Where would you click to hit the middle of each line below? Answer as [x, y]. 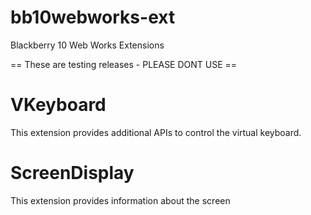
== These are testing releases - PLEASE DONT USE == [124, 64]
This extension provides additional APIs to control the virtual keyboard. [156, 132]
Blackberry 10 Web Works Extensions [87, 45]
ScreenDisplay [72, 173]
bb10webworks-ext [93, 17]
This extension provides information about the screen [120, 200]
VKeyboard [58, 105]
